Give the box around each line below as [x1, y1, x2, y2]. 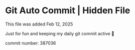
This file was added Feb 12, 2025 [5, 21, 73, 27]
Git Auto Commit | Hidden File [5, 5, 131, 16]
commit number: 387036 [5, 40, 56, 46]
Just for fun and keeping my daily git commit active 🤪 [5, 30, 115, 36]
